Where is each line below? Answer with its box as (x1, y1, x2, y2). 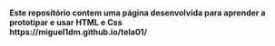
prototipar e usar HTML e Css (9, 16, 123, 27)
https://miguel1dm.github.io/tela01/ (9, 26, 148, 37)
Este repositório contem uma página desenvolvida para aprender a (9, 7, 266, 18)
